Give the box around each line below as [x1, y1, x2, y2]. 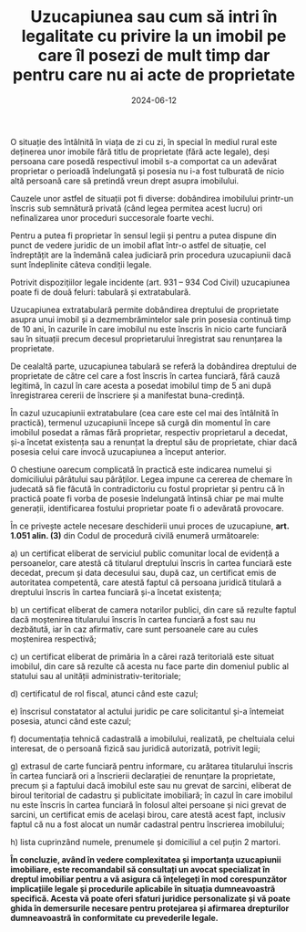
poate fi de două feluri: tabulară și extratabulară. [10, 286, 191, 298]
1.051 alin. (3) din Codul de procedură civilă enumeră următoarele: [10, 529, 260, 540]
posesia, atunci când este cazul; [10, 715, 131, 727]
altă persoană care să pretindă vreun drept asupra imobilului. [10, 175, 240, 186]
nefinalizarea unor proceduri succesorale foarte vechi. [10, 212, 215, 223]
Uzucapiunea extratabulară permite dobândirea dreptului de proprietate [10, 304, 280, 315]
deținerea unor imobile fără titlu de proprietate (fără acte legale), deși [10, 146, 270, 157]
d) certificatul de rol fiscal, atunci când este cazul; [10, 687, 199, 699]
